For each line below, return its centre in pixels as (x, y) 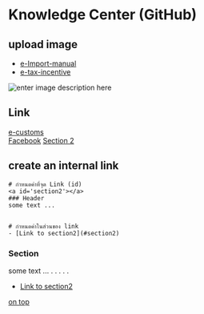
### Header (26, 198)
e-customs (26, 132)
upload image (43, 44)
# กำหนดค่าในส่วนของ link (44, 226)
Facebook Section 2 (41, 140)
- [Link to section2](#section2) (64, 233)
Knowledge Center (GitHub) (103, 15)
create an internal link (64, 166)
